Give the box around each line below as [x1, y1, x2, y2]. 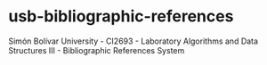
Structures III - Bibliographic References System [8, 45, 185, 55]
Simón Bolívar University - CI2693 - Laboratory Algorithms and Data [8, 36, 259, 46]
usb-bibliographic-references [8, 6, 234, 27]
